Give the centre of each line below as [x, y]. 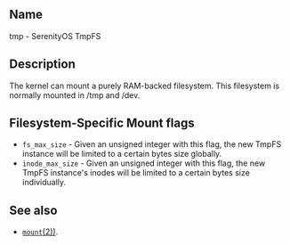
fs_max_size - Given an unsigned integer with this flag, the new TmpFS [152, 144]
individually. [44, 183]
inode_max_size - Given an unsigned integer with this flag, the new [144, 163]
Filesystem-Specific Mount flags [102, 123]
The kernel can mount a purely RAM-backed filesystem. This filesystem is [145, 86]
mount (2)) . [40, 232]
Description [42, 65]
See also [33, 210]
